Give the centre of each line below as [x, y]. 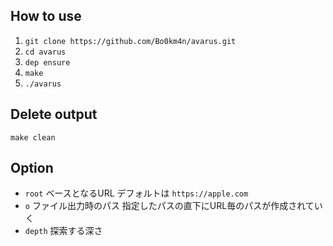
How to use [46, 16]
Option [32, 168]
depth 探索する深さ [63, 231]
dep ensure [47, 62]
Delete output [54, 114]
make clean [33, 137]
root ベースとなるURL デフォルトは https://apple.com [136, 193]
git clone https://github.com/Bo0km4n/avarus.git [130, 41]
